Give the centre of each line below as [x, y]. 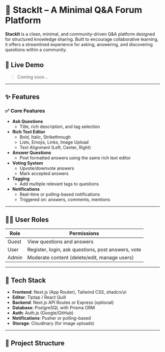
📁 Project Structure [35, 343]
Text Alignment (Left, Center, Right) [55, 148]
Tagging [21, 179]
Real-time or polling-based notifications [60, 194]
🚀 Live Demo [25, 65]
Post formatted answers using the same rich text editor [75, 158]
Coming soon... [32, 77]
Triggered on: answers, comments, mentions [65, 200]
